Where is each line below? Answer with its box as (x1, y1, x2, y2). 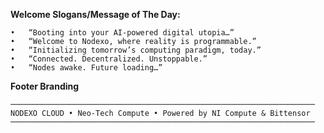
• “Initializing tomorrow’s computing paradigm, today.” (10, 45, 262, 55)
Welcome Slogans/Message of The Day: (10, 9, 181, 20)
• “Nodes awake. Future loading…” (10, 63, 163, 73)
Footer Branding (10, 80, 80, 92)
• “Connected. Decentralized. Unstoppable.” (10, 54, 208, 64)
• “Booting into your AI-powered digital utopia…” (10, 28, 235, 38)
